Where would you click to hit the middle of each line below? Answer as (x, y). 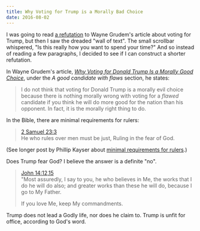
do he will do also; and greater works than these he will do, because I (106, 186)
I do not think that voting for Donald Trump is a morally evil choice (102, 89)
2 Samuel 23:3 (39, 132)
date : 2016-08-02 (28, 17)
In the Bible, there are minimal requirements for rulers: (73, 120)
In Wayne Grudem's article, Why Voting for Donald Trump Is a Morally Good (100, 71)
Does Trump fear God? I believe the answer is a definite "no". (81, 161)
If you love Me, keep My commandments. (72, 203)
